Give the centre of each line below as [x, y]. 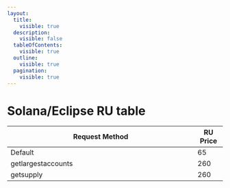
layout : [18, 13]
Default [22, 152]
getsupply [27, 175]
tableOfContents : [38, 45]
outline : [26, 58]
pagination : [30, 70]
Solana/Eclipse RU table [76, 111]
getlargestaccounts [42, 163]
